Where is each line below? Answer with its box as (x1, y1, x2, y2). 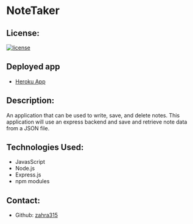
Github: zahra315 (15, 211, 58, 219)
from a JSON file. (6, 124, 50, 131)
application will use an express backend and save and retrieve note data (6, 118, 188, 125)
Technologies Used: (6, 142, 84, 153)
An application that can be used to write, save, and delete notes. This (6, 111, 180, 119)
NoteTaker (6, 4, 60, 18)
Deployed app (6, 61, 60, 72)
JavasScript (15, 158, 46, 166)
